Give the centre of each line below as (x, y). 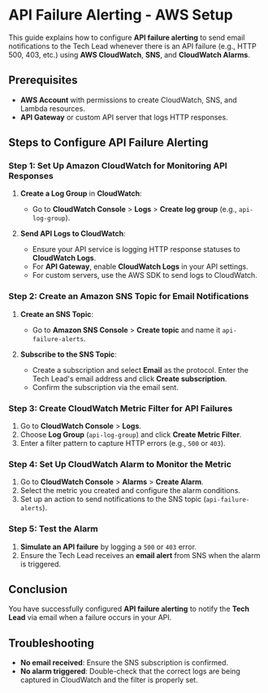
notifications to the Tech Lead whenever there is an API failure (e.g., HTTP (133, 45)
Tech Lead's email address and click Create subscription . (130, 379)
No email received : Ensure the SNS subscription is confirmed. (124, 663)
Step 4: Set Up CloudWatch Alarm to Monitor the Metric (120, 464)
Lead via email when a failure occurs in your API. (90, 617)
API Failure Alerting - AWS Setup (121, 15)
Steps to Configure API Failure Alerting (108, 143)
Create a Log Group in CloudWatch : (81, 193)
